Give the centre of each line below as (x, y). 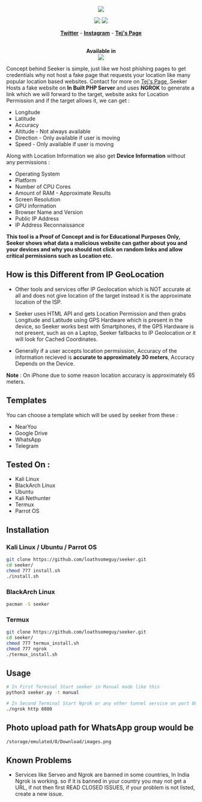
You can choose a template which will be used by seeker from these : (92, 415)
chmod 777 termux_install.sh (43, 643)
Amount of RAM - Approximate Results (63, 193)
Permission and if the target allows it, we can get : (68, 100)
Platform (26, 180)
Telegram (27, 445)
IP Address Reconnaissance (50, 225)
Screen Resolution (38, 199)
